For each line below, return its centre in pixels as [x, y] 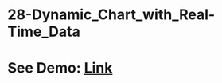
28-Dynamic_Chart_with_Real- [111, 15]
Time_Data [44, 32]
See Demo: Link [60, 68]
